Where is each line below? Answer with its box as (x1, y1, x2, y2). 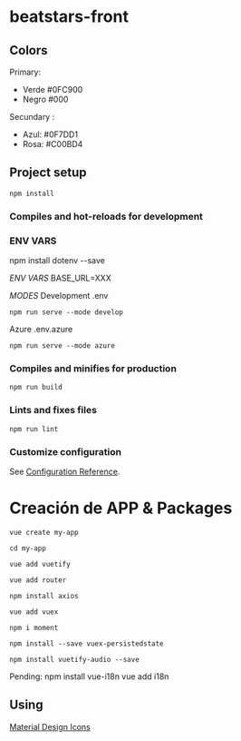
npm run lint (9, 424, 59, 433)
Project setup (9, 165, 88, 181)
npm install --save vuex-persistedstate (9, 638, 165, 648)
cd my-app (9, 543, 47, 553)
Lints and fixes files (9, 404, 98, 417)
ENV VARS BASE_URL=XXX (9, 272, 111, 283)
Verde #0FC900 (22, 84, 83, 94)
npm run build (9, 383, 63, 392)
